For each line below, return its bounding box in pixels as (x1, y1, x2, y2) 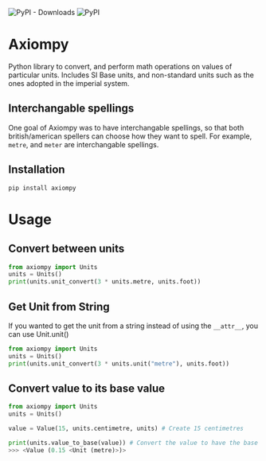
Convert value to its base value (8, 382, 166, 396)
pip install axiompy (8, 184, 77, 192)
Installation (8, 163, 65, 177)
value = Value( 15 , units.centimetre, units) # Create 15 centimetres (8, 424, 244, 433)
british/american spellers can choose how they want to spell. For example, (8, 131, 252, 141)
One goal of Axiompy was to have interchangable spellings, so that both (8, 123, 244, 132)
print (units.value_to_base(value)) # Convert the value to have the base (8, 439, 259, 447)
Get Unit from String (8, 299, 110, 314)
